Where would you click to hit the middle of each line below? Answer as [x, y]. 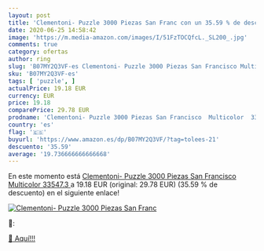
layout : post [29, 15]
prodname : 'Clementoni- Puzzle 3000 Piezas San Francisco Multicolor [126, 118]
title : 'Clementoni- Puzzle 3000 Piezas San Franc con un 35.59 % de [125, 23]
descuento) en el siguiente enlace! [64, 193]
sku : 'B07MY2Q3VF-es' [44, 74]
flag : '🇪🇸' [27, 132]
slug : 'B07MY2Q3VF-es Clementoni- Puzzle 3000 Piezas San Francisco [123, 67]
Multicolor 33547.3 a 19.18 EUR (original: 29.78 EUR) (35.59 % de [113, 184]
